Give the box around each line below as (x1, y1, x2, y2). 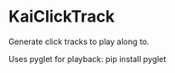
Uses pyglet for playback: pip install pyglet (8, 53, 167, 64)
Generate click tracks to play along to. (8, 36, 150, 47)
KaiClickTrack (8, 6, 115, 27)
